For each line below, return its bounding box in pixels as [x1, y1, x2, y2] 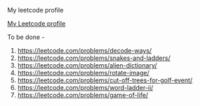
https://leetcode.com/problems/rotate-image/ [17, 69, 149, 77]
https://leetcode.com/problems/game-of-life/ [17, 91, 149, 99]
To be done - [7, 33, 45, 41]
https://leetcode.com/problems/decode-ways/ [17, 47, 152, 54]
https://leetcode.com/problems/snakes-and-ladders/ [17, 54, 171, 62]
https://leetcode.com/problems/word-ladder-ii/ [17, 84, 154, 91]
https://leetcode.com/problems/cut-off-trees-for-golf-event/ [17, 76, 193, 84]
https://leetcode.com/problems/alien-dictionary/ [17, 61, 157, 69]
